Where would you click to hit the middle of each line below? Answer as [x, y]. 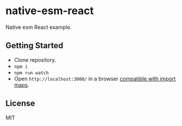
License [20, 103]
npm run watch [31, 73]
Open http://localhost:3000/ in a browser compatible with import [95, 78]
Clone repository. [35, 59]
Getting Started [34, 46]
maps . [21, 85]
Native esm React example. [39, 27]
